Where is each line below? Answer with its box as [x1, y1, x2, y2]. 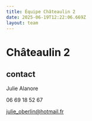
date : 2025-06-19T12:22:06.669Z [6, 14, 86, 20]
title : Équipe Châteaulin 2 [6, 8, 76, 15]
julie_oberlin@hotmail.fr [6, 108, 64, 115]
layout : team [6, 20, 39, 26]
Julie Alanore [6, 85, 39, 92]
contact [6, 69, 36, 79]
